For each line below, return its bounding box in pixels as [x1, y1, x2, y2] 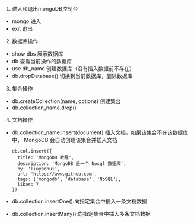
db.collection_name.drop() [11, 104, 77, 111]
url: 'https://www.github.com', [17, 171, 97, 177]
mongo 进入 [11, 18, 42, 25]
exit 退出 [11, 25, 33, 32]
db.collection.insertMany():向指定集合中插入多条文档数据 [11, 211, 151, 217]
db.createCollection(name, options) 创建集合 [11, 98, 121, 105]
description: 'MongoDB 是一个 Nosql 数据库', [17, 161, 126, 167]
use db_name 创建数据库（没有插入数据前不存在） [11, 65, 135, 72]
